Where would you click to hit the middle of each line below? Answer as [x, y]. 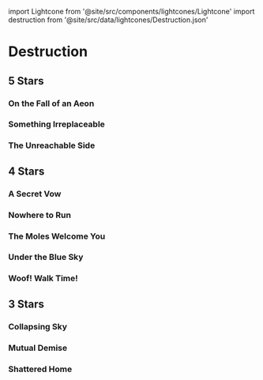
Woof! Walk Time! [43, 278]
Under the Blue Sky [46, 258]
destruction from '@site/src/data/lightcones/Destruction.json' [108, 20]
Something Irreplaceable [56, 124]
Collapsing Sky [38, 326]
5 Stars [26, 81]
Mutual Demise [38, 348]
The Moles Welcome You [57, 236]
